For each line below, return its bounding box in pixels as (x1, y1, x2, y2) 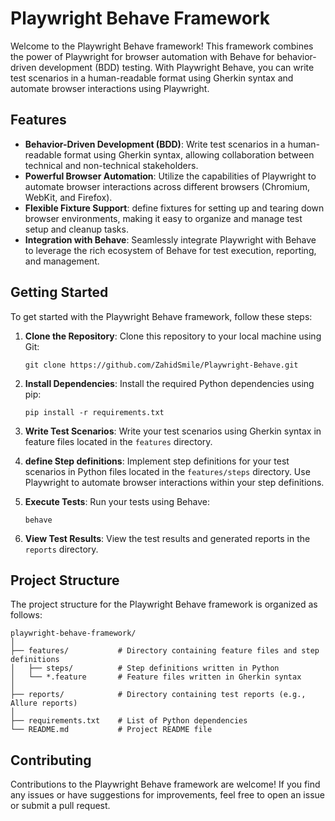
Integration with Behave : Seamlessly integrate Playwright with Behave (24, 233, 317, 246)
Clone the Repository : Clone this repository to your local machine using (24, 330, 322, 342)
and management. (24, 255, 100, 267)
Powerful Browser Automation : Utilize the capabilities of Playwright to (24, 170, 317, 182)
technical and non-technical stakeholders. (24, 159, 199, 171)
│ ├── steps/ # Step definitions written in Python (10, 663, 280, 674)
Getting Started (10, 284, 109, 301)
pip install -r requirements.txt (24, 407, 165, 417)
